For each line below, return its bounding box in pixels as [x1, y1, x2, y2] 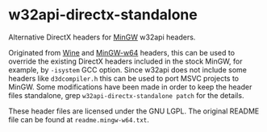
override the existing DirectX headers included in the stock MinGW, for [8, 56, 243, 66]
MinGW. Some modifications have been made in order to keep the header [8, 82, 252, 92]
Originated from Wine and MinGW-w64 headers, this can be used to [8, 47, 236, 57]
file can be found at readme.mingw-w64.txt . [8, 114, 149, 124]
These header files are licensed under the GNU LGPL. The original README [8, 106, 260, 116]
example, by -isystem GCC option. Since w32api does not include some [8, 64, 248, 74]
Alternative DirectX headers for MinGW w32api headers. [8, 32, 196, 42]
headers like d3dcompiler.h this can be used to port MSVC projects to [8, 73, 240, 83]
